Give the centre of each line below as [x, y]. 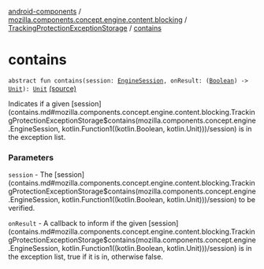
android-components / [45, 11]
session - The [30, 175]
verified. [22, 208]
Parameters [31, 157]
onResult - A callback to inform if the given [78, 223]
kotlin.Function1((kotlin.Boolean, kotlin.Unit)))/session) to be [159, 200]
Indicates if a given [39, 103]
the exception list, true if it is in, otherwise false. [86, 257]
